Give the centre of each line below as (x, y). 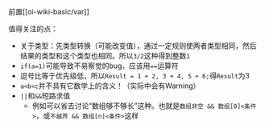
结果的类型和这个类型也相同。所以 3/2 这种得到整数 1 (105, 56)
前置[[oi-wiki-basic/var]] (49, 12)
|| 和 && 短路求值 (45, 96)
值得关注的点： (33, 29)
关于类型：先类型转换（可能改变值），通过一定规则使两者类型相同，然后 (138, 46)
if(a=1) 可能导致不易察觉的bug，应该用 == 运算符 (99, 66)
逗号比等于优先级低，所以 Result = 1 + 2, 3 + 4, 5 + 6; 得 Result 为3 (135, 76)
